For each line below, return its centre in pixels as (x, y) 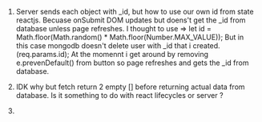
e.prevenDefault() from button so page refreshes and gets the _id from (132, 63)
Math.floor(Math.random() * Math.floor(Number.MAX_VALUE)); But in (130, 37)
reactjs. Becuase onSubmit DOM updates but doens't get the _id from (131, 20)
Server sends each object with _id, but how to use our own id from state (135, 12)
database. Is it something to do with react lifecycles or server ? (119, 95)
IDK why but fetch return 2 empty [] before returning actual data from (131, 87)
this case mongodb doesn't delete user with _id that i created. (118, 46)
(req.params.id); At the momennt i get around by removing (112, 54)
